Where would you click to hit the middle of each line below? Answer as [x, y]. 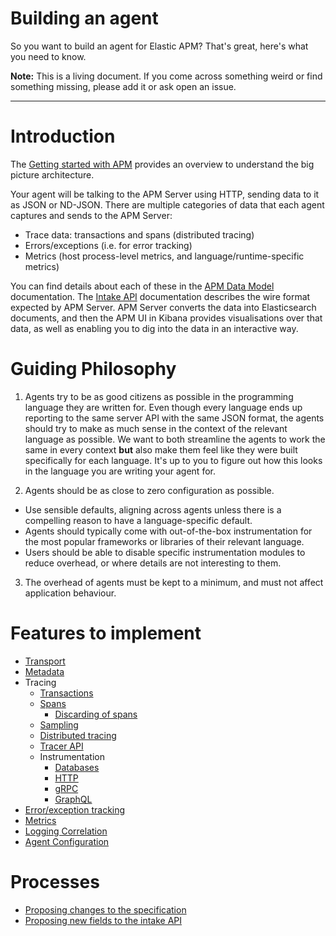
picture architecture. [52, 174]
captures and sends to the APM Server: [91, 215]
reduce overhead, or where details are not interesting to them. [153, 563]
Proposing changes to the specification [105, 909]
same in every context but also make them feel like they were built [161, 449]
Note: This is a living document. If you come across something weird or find [166, 76]
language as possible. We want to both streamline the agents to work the [175, 439]
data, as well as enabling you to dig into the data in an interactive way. [154, 328]
